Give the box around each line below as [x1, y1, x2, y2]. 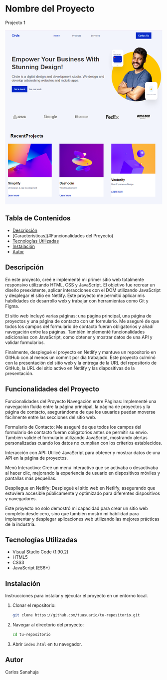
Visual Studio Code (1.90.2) [12, 549, 69, 555]
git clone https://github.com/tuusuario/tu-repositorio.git [12, 613, 140, 618]
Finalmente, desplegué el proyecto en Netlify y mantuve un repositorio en [5, 349, 156, 355]
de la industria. [5, 521, 36, 527]
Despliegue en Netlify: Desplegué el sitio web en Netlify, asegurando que [5, 485, 156, 491]
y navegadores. [5, 495, 37, 501]
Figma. [5, 303, 19, 309]
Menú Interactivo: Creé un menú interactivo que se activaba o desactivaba [5, 464, 159, 471]
